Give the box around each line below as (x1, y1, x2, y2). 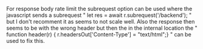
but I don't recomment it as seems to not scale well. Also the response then (6, 18, 195, 25)
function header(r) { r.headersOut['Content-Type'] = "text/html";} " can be (6, 31, 191, 38)
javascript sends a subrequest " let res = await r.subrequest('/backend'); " (6, 11, 192, 19)
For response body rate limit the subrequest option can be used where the (6, 5, 193, 12)
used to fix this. (6, 38, 45, 44)
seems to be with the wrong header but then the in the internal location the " (6, 24, 198, 31)
